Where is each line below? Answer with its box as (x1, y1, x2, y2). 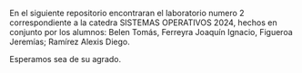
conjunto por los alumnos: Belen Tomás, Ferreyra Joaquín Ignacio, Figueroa (9, 27, 293, 37)
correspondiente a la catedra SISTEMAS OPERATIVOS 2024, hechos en (9, 17, 277, 28)
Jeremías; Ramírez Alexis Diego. (9, 36, 130, 47)
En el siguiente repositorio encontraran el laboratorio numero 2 (9, 8, 245, 18)
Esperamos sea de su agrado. (9, 54, 121, 64)
